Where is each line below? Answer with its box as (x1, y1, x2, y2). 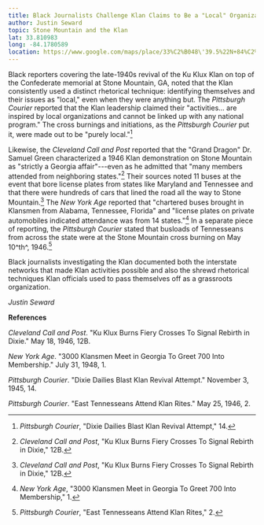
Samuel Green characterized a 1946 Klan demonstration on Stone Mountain (8, 153, 253, 162)
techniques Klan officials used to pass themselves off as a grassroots (8, 274, 233, 283)
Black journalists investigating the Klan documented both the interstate (8, 257, 237, 267)
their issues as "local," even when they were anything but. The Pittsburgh (8, 95, 246, 104)
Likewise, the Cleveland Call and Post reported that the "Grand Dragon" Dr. (8, 145, 252, 154)
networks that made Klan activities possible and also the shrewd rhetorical (8, 265, 249, 275)
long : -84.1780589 (8, 41, 68, 49)
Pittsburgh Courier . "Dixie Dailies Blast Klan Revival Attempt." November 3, (8, 375, 249, 385)
